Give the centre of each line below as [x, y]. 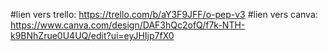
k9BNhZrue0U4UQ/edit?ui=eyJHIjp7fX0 [92, 35]
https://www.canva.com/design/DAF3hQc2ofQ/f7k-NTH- [128, 25]
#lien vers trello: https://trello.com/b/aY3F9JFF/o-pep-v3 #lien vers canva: [164, 14]
